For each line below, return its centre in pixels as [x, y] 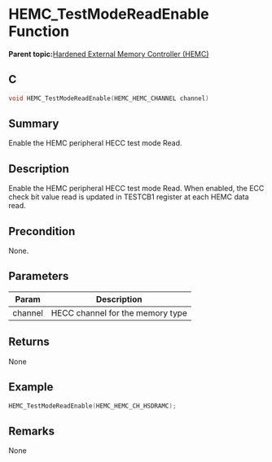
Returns [29, 342]
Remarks [32, 431]
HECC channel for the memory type [119, 312]
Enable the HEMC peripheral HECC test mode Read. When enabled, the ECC [136, 189]
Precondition [42, 231]
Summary [34, 124]
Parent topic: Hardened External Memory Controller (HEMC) [109, 54]
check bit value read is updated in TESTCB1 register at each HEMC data [129, 197]
